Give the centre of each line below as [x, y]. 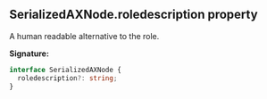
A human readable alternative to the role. [84, 36]
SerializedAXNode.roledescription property [133, 15]
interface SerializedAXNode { [66, 70]
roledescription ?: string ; [67, 78]
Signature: [29, 54]
